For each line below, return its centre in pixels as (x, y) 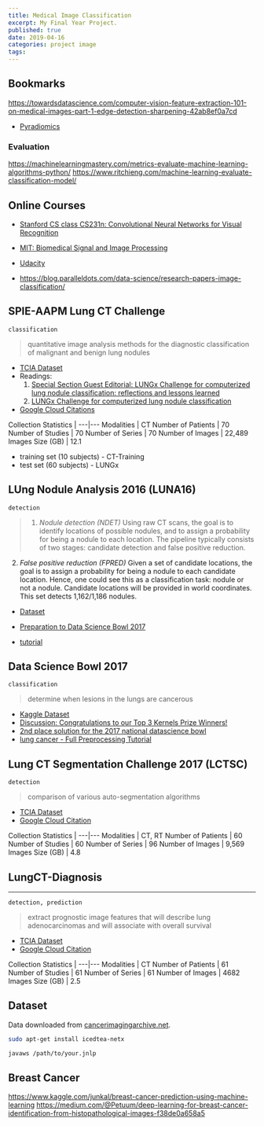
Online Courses (47, 205)
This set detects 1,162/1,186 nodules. (78, 596)
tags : (17, 52)
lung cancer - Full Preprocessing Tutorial (85, 739)
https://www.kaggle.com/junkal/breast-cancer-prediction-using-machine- (128, 1097)
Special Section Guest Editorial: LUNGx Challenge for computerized (141, 384)
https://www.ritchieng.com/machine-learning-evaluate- (162, 172)
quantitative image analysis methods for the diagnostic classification (138, 344)
